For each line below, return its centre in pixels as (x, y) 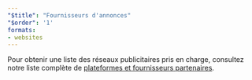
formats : (22, 30)
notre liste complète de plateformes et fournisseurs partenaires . (111, 68)
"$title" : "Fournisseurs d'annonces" (69, 15)
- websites (25, 37)
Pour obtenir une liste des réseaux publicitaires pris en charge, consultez (126, 60)
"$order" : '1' (31, 23)
